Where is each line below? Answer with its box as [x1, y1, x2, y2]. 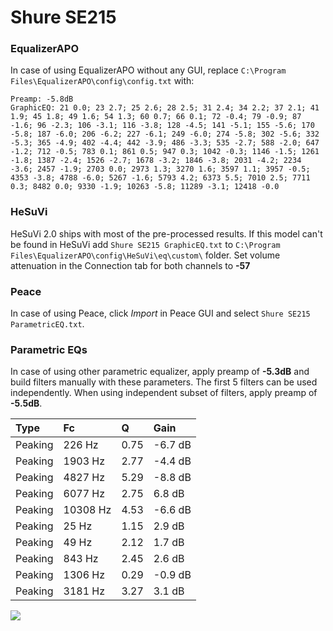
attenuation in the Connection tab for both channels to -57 [10, 259, 251, 271]
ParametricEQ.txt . [10, 318, 85, 330]
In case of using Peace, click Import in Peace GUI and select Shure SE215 [10, 307, 311, 320]
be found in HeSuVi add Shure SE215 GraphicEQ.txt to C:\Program [10, 238, 281, 250]
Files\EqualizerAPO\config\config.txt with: [10, 75, 195, 87]
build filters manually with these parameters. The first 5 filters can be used [10, 376, 318, 388]
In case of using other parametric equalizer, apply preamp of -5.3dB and [10, 366, 310, 378]
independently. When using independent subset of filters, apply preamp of [10, 387, 318, 399]
